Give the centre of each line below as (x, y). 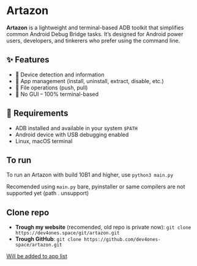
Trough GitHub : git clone (48, 239)
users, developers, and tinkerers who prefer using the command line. (93, 40)
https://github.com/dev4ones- (122, 240)
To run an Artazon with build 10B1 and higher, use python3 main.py (90, 175)
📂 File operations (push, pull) (51, 87)
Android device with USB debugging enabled (72, 135)
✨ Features (28, 60)
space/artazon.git (39, 245)
